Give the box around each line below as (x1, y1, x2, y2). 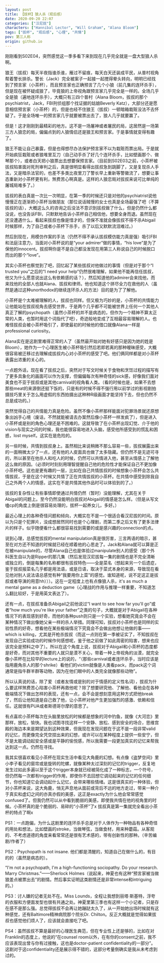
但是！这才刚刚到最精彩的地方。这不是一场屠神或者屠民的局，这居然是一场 (5, 123, 155, 129)
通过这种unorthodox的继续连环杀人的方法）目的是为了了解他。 (13, 287, 140, 293)
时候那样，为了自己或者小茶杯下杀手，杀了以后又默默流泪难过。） (5, 223, 136, 229)
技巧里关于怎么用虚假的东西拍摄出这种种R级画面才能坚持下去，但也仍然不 (9, 391, 158, 397)
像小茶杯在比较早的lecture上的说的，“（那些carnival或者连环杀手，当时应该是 (5, 656, 159, 661)
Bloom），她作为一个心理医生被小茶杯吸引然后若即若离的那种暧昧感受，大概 (5, 344, 157, 350)
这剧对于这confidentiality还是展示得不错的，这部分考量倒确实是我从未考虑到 (5, 946, 158, 952)
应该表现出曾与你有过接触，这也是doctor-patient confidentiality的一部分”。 (5, 940, 156, 946)
